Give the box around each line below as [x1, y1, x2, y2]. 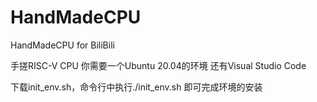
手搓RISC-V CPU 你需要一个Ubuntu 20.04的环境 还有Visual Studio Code [10, 59, 307, 71]
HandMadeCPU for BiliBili [10, 39, 115, 51]
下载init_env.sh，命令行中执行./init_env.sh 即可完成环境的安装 [10, 81, 263, 93]
